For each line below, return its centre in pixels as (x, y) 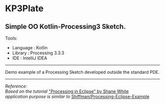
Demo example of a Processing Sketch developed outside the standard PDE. (82, 72)
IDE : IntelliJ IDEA (30, 58)
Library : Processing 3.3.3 (38, 53)
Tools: (11, 38)
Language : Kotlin (30, 48)
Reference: (16, 86)
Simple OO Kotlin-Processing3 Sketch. (66, 27)
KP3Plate (25, 9)
